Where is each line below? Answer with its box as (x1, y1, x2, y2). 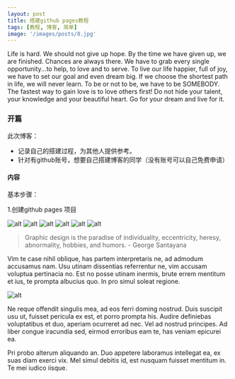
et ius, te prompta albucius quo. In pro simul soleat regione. (7, 277, 180, 285)
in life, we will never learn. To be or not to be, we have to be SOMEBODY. (7, 79, 220, 89)
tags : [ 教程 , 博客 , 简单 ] (7, 23, 78, 31)
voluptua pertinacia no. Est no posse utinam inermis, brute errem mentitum (7, 269, 226, 278)
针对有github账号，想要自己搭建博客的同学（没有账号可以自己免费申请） (17, 155, 229, 164)
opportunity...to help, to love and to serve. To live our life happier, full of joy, (7, 65, 228, 73)
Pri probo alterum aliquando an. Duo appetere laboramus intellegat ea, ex (7, 348, 221, 357)
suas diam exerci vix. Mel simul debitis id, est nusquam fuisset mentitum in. (7, 356, 227, 364)
